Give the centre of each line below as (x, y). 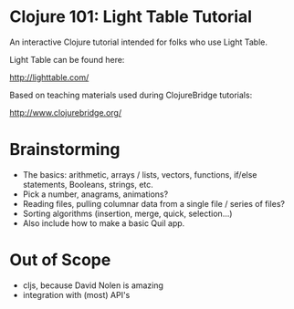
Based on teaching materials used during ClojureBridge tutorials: (131, 95)
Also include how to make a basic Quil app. (104, 223)
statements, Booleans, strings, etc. (88, 184)
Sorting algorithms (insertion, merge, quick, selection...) (127, 213)
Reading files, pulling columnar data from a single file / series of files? (154, 203)
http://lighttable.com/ (49, 77)
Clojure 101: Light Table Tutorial (131, 17)
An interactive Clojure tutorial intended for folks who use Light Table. (138, 42)
